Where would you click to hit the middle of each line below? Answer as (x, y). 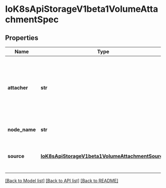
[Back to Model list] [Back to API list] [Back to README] (62, 181)
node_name (22, 130)
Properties (22, 38)
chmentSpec (32, 19)
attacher (18, 88)
